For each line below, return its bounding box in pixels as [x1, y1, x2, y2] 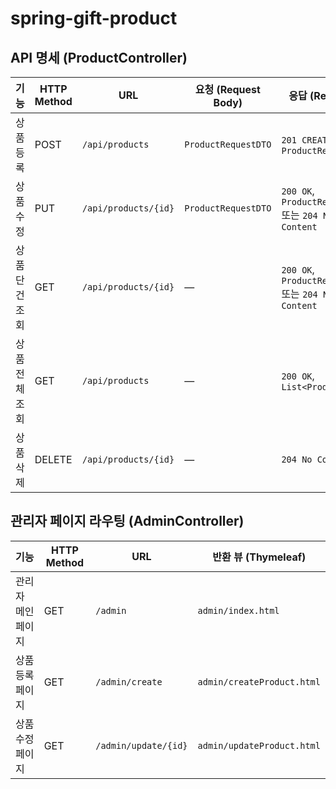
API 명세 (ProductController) [10, 49, 188, 66]
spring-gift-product [10, 7, 178, 30]
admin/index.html [197, 605, 280, 616]
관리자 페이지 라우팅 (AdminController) [10, 513, 245, 530]
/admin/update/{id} [95, 740, 188, 751]
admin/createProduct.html [197, 676, 321, 687]
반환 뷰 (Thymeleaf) [212, 550, 307, 564]
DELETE [34, 453, 73, 466]
